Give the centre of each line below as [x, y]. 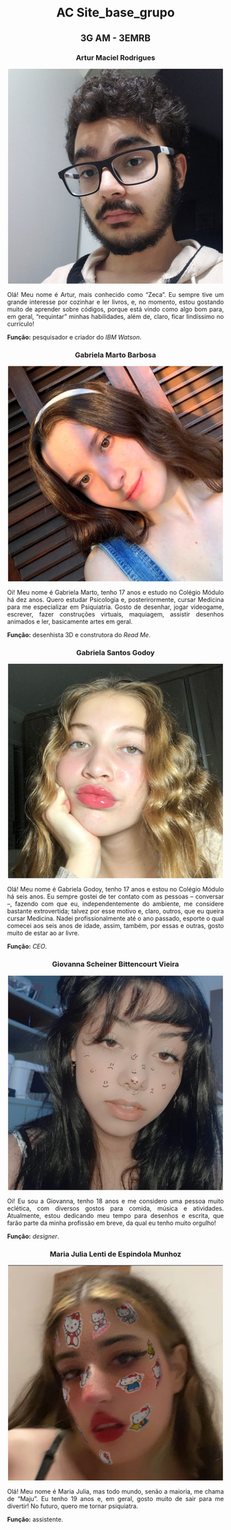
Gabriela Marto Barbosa [115, 355]
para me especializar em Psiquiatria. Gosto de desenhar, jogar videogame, [115, 607]
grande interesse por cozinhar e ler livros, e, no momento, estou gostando [115, 302]
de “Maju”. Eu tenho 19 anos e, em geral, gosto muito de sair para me [115, 1498]
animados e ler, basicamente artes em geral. [70, 621]
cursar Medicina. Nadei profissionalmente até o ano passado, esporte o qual [115, 918]
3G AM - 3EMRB [115, 38]
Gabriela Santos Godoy [115, 652]
